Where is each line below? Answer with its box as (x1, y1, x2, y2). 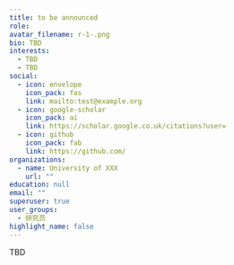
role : (9, 22, 30, 31)
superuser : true (9, 197, 70, 207)
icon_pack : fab (25, 138, 82, 147)
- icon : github (17, 130, 74, 139)
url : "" (25, 172, 54, 181)
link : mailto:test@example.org (25, 96, 143, 106)
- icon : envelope (17, 80, 82, 89)
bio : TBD (9, 38, 42, 48)
